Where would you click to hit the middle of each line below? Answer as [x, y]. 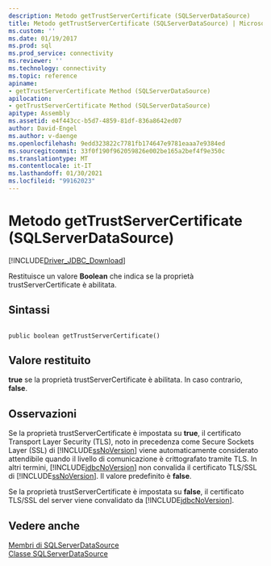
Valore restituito [50, 361]
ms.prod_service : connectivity [61, 53]
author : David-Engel [43, 128]
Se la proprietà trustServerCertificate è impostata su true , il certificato [125, 434]
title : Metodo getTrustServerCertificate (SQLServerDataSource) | [122, 23]
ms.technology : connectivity [57, 69]
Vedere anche [44, 526]
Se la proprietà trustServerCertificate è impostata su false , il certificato [126, 492]
